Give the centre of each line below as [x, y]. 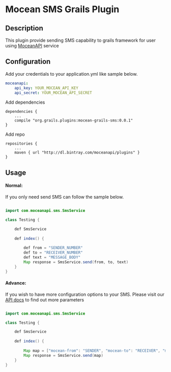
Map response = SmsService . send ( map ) [63, 355]
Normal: [14, 185]
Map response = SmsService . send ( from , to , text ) [76, 262]
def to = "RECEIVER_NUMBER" [53, 253]
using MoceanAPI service [32, 46]
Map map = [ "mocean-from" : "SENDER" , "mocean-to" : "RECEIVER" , [92, 351]
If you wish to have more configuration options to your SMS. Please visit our [85, 294]
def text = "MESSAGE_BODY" [52, 258]
